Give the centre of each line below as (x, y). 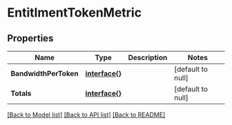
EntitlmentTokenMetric (75, 13)
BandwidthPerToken (45, 74)
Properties (30, 38)
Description (148, 58)
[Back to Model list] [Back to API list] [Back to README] (86, 115)
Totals (21, 93)
